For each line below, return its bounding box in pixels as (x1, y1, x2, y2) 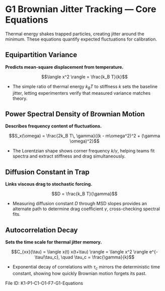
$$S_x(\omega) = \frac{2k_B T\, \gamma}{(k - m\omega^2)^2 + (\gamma (9, 133, 160, 139)
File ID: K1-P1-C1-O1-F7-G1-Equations (5, 280, 84, 286)
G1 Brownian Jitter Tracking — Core (5, 4, 156, 15)
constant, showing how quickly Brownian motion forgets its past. (12, 270, 147, 276)
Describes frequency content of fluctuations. (5, 123, 102, 129)
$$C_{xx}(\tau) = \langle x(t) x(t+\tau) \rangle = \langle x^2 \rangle (11, 248, 148, 254)
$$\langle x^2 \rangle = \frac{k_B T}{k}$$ (41, 74, 128, 80)
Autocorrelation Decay (5, 226, 78, 234)
